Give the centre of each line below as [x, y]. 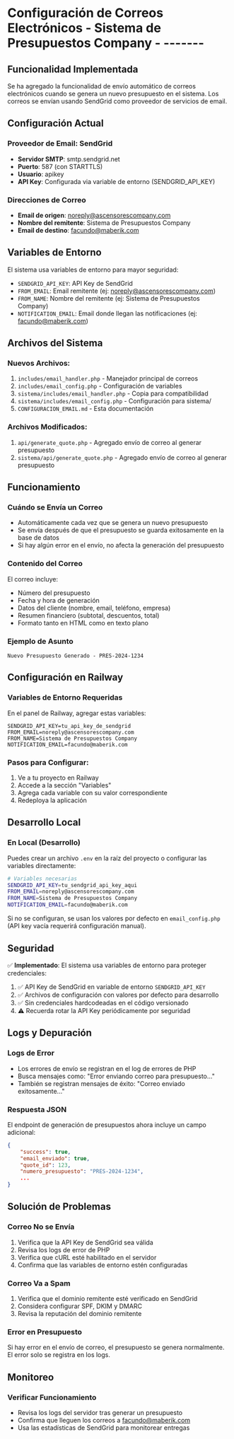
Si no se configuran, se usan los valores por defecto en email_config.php [114, 918]
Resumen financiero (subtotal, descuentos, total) [88, 615]
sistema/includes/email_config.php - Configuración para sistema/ [115, 401]
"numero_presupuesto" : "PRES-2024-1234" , [82, 1172]
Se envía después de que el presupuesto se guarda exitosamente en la [121, 530]
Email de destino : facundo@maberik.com [78, 230]
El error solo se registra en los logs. [59, 1355]
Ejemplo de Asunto [41, 641]
